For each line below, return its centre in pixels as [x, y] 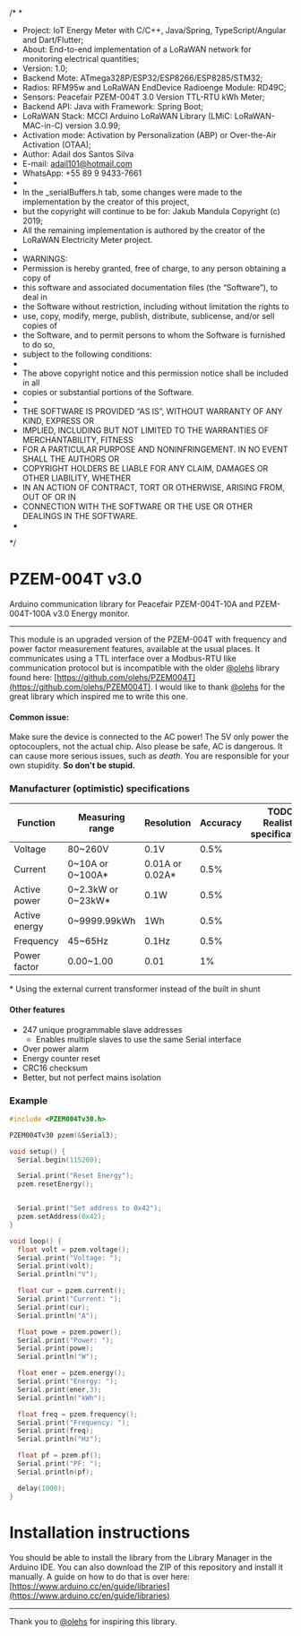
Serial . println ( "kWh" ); [61, 1398]
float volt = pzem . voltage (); [73, 1250]
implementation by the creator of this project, [106, 202]
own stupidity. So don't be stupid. [73, 766]
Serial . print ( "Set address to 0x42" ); [90, 1208]
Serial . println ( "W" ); [58, 1357]
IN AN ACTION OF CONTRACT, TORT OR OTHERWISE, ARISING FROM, [153, 487]
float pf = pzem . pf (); [60, 1456]
